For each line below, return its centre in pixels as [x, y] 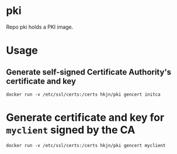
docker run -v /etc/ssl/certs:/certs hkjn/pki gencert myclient [86, 145]
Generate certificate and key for [85, 118]
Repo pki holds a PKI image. [40, 27]
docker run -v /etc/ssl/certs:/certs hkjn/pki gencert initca [83, 94]
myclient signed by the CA [71, 130]
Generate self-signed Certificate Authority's [89, 72]
